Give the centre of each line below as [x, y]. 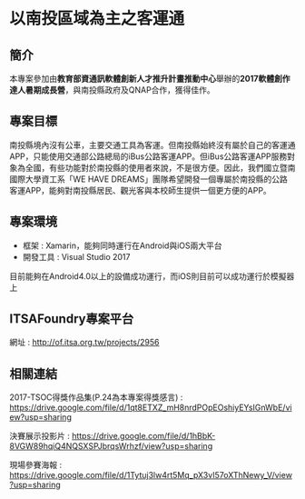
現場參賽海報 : [35, 465]
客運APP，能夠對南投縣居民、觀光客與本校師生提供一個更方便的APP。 [141, 190]
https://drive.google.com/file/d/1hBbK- [143, 436]
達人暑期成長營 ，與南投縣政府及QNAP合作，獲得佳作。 [112, 90]
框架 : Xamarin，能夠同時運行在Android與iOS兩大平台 [122, 245]
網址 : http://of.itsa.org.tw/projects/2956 [84, 343]
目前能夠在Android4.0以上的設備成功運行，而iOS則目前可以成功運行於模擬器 [152, 276]
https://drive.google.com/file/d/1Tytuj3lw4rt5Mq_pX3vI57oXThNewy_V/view [151, 475]
